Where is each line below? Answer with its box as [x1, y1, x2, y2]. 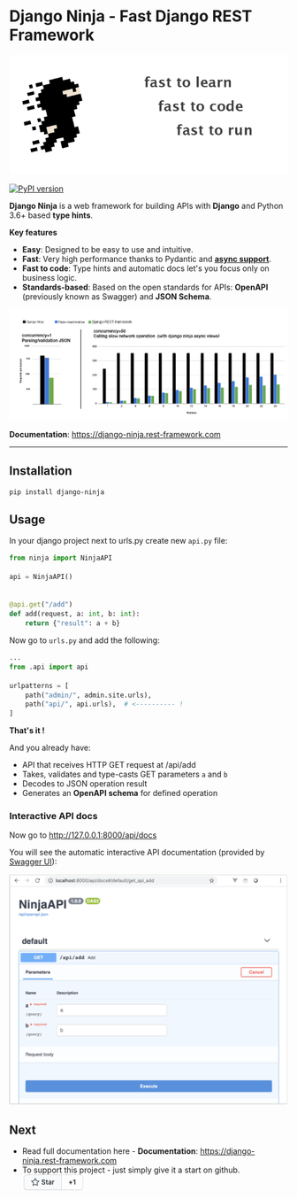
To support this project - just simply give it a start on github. [21, 1164, 240, 1175]
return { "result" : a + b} [25, 619, 121, 628]
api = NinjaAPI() [9, 572, 73, 581]
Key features [9, 227, 57, 237]
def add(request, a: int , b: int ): [9, 609, 141, 619]
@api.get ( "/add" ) [9, 600, 73, 609]
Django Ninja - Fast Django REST [9, 6, 253, 27]
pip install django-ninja [9, 488, 104, 497]
